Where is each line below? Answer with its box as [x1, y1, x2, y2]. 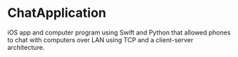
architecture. [7, 43, 45, 51]
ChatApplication [7, 5, 107, 21]
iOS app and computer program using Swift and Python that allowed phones [7, 28, 231, 37]
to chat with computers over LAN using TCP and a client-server [7, 35, 194, 44]
